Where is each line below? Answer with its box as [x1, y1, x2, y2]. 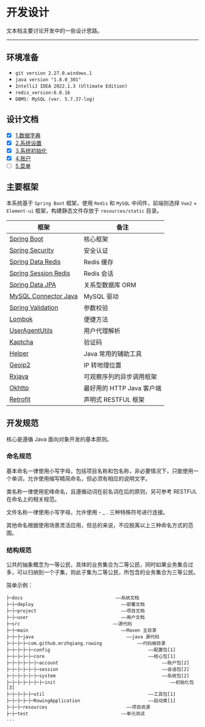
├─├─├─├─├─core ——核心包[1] [6, 654, 176, 660]
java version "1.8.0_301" [15, 76, 81, 83]
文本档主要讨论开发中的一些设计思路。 [6, 27, 103, 34]
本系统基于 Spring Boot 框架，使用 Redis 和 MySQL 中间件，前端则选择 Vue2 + [6, 199, 197, 207]
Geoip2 [9, 360, 31, 369]
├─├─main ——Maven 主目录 [6, 627, 157, 633]
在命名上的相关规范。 [6, 495, 60, 503]
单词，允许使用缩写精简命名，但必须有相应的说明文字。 [11, 474, 151, 482]
